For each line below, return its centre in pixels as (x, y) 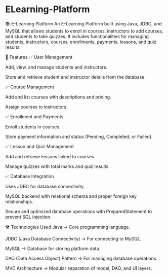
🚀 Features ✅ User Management (39, 57)
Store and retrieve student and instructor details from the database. (75, 77)
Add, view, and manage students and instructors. (56, 67)
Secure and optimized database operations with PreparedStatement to (79, 211)
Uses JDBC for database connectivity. (45, 186)
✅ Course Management (30, 87)
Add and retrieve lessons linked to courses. (50, 156)
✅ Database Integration (30, 176)
